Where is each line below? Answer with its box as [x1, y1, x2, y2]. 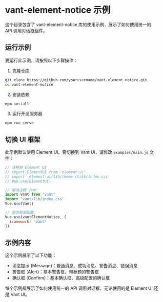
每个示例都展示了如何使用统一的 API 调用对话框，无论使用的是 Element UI [5, 285, 153, 291]
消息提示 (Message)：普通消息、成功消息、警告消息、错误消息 [12, 263, 138, 269]
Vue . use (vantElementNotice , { [5, 214, 67, 219]
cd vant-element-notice [5, 82, 54, 87]
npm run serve [5, 120, 34, 125]
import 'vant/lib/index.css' [5, 197, 64, 202]
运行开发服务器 [12, 111, 42, 116]
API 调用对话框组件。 [5, 27, 48, 33]
